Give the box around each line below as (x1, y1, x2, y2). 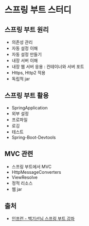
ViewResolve (11, 174, 38, 180)
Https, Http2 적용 (11, 70, 46, 76)
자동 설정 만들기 (11, 52, 42, 57)
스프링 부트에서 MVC (11, 164, 52, 169)
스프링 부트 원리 (4, 25, 49, 34)
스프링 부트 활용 (4, 91, 49, 100)
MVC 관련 (4, 150, 34, 158)
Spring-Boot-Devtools (11, 134, 56, 140)
